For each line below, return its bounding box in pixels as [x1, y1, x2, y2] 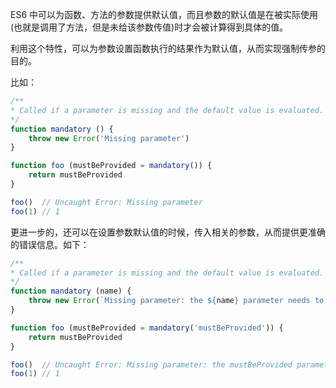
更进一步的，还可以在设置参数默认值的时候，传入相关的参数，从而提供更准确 [10, 226, 326, 238]
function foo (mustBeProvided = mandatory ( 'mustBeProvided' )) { [10, 323, 284, 333]
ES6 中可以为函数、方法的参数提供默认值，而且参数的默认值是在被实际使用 [10, 9, 319, 20]
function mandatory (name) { [10, 286, 132, 297]
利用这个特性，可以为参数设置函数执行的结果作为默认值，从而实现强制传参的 [10, 43, 326, 54]
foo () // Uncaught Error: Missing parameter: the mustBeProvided [10, 359, 293, 370]
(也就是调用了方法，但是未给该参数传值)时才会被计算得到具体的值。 [10, 21, 289, 33]
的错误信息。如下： [10, 238, 90, 250]
